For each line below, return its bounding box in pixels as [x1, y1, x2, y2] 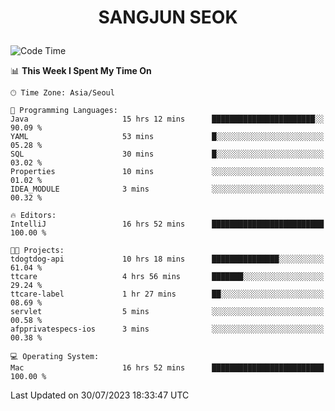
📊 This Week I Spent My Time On [10, 65, 152, 77]
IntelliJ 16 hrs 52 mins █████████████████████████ [10, 219, 325, 230]
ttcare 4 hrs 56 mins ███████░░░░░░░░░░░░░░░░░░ [10, 272, 325, 282]
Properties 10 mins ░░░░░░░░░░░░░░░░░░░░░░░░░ [10, 167, 325, 177]
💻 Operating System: [10, 352, 100, 362]
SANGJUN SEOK [98, 6, 238, 29]
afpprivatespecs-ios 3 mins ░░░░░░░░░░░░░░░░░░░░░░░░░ [10, 324, 325, 335]
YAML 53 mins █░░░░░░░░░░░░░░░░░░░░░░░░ [10, 132, 325, 142]
